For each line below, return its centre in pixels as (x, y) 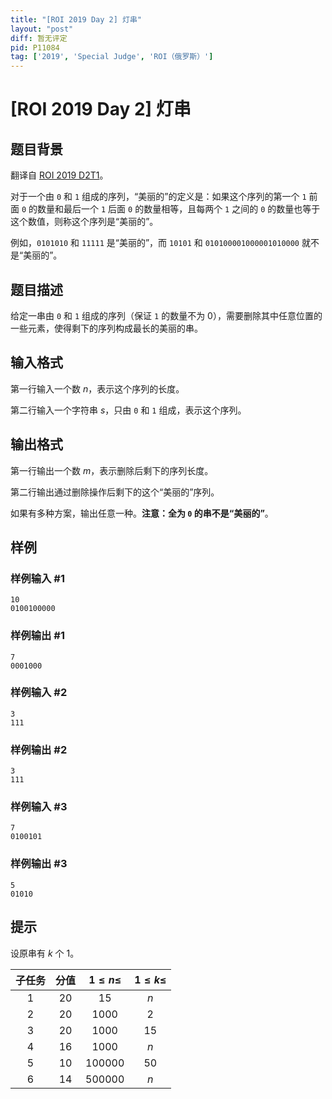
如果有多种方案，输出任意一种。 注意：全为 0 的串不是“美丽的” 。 (142, 513)
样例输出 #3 (39, 864)
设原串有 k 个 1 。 (45, 953)
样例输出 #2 (39, 749)
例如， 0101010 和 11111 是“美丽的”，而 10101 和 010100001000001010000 (155, 243)
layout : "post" (42, 29)
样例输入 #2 (39, 693)
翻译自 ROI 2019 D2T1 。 (59, 175)
